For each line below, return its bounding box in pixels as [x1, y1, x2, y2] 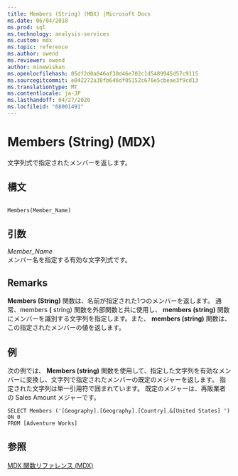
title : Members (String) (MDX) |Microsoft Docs [7, 10, 151, 18]
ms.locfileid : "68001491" [7, 103, 84, 110]
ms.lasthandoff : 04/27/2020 [7, 97, 91, 104]
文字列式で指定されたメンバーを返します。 [7, 158, 131, 167]
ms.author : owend [7, 51, 59, 58]
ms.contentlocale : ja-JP [7, 90, 81, 97]
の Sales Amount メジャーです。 [7, 393, 101, 402]
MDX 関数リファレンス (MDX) [7, 461, 94, 470]
